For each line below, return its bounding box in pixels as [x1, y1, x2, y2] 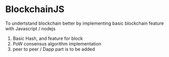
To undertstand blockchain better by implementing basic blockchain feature [5, 20, 164, 26]
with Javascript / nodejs [5, 25, 56, 31]
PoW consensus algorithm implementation [12, 40, 102, 46]
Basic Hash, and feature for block [12, 35, 83, 41]
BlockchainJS [5, 4, 65, 15]
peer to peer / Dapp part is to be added [12, 46, 95, 52]
